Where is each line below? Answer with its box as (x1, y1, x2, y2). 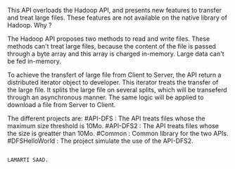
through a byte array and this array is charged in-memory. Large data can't (7, 49, 224, 58)
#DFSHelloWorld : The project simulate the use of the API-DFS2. (7, 137, 193, 145)
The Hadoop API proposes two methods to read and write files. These (7, 35, 210, 43)
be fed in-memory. (7, 57, 62, 65)
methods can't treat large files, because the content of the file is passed (7, 42, 217, 50)
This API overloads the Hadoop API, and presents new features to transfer (7, 6, 222, 14)
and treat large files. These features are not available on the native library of (7, 13, 227, 22)
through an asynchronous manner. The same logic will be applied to (7, 93, 204, 101)
